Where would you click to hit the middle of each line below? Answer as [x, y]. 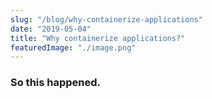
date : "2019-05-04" [51, 29]
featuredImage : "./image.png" [73, 47]
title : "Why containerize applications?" [98, 38]
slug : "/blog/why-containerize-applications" [106, 19]
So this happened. [56, 83]
